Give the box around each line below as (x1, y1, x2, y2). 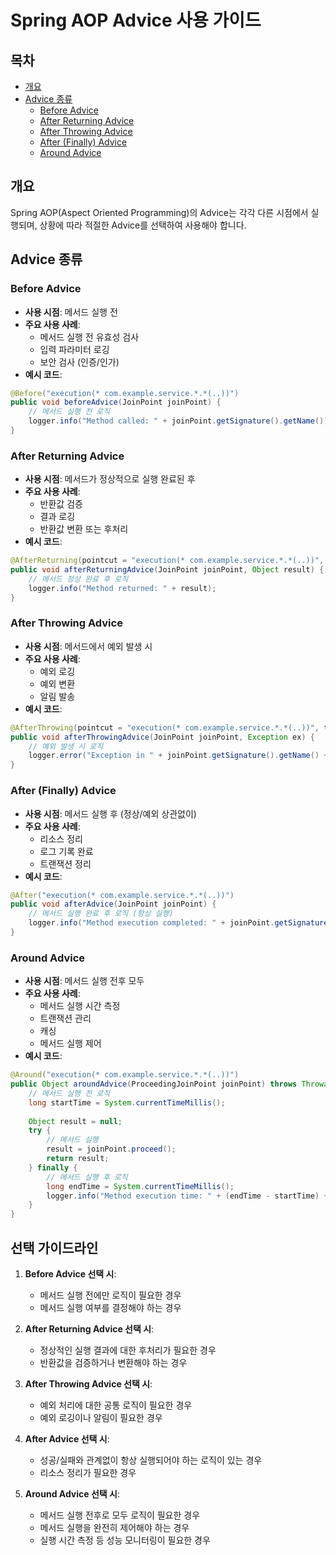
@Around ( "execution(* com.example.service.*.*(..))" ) (10, 1070, 240, 1080)
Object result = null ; (28, 1116, 123, 1126)
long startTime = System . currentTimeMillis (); (28, 1097, 226, 1108)
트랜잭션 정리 (39, 857, 92, 870)
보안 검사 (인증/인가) (39, 356, 120, 368)
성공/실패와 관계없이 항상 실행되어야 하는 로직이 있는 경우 (39, 1454, 263, 1466)
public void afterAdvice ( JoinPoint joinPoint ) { (10, 899, 217, 910)
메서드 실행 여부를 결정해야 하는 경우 (39, 1302, 182, 1313)
